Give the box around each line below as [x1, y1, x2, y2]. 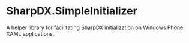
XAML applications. [6, 30, 55, 37]
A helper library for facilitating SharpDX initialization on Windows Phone [6, 24, 184, 31]
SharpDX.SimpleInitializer [6, 4, 138, 18]
